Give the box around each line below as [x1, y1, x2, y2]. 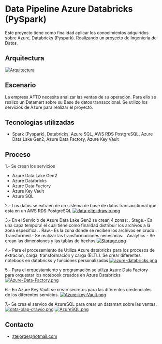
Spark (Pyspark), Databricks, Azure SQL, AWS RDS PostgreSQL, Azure [12, 131, 153, 137]
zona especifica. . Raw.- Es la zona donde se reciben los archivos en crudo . [5, 228, 157, 233]
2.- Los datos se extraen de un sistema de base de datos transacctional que [5, 203, 157, 209]
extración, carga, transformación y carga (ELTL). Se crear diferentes [5, 252, 141, 258]
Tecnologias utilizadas [5, 118, 74, 127]
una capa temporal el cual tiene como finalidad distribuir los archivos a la [5, 222, 151, 229]
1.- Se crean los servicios [5, 164, 56, 169]
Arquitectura [5, 54, 44, 63]
